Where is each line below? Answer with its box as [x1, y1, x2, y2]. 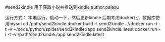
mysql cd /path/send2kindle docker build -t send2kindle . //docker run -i [9, 21, 158, 26]
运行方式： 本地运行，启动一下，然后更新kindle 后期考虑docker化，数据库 [5, 15, 156, 21]
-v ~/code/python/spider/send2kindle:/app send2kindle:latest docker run [7, 26, 158, 32]
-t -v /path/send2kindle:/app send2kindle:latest [7, 31, 104, 37]
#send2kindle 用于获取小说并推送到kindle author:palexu [5, 4, 119, 10]
